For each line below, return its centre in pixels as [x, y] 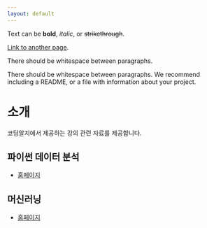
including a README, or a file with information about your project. [102, 82]
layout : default [31, 14]
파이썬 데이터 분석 [43, 157]
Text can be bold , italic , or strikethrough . [66, 34]
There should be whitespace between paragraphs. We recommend [104, 74]
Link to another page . [38, 47]
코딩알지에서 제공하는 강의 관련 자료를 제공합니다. [74, 133]
